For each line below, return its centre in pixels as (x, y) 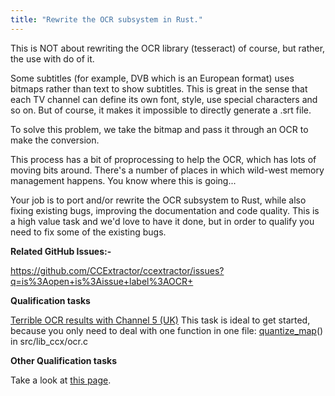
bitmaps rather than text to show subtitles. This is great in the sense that (159, 88)
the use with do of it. (52, 58)
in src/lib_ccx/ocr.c (49, 341)
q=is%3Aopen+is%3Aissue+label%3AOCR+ (102, 281)
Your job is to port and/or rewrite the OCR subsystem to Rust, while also (158, 200)
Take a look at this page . (61, 380)
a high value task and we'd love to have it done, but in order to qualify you (162, 221)
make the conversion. (55, 140)
